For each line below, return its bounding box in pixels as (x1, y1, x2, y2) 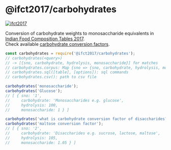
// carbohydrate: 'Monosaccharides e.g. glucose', (5, 98, 124, 103)
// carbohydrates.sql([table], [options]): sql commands (5, 70, 129, 75)
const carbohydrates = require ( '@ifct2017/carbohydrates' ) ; (5, 51, 136, 56)
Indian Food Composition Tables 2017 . (5, 36, 85, 42)
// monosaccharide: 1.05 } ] (5, 140, 76, 145)
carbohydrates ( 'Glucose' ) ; (5, 88, 63, 94)
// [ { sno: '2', (5, 126, 42, 131)
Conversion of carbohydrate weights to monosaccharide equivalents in (5, 30, 154, 36)
